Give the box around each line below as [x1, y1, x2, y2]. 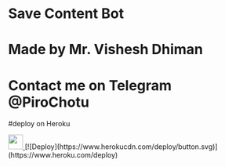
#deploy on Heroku [8, 119, 71, 129]
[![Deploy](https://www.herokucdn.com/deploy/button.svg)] [24, 142, 218, 151]
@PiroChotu [8, 93, 90, 111]
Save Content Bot [8, 5, 124, 23]
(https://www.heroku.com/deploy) [8, 151, 118, 160]
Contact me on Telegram [8, 76, 172, 94]
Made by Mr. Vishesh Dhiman [8, 41, 204, 59]
